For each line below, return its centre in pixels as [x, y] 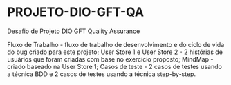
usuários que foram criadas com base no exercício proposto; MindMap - [110, 59]
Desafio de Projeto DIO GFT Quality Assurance [74, 31]
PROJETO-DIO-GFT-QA [75, 12]
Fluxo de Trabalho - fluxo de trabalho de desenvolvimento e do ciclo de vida [116, 44]
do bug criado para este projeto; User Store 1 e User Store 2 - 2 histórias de [115, 52]
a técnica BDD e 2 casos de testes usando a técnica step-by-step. [101, 74]
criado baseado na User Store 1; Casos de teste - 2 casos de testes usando [115, 66]
